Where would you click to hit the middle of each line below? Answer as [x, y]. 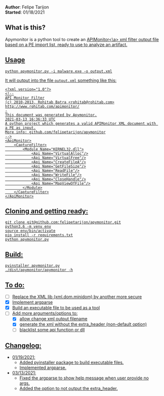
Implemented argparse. [43, 368]
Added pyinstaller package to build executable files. [72, 363]
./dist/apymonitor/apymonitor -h [39, 270]
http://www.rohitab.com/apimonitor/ [42, 106]
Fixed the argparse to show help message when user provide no [84, 378]
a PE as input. [20, 128]
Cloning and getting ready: [47, 211]
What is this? [25, 28]
